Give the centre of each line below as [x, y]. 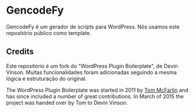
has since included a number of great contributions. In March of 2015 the [95, 96]
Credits [20, 52]
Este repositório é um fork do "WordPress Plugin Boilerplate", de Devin [92, 66]
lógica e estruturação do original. [46, 78]
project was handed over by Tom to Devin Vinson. [67, 103]
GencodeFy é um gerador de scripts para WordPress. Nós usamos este [93, 27]
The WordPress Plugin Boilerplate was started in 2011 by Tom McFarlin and [97, 90]
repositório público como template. [49, 33]
